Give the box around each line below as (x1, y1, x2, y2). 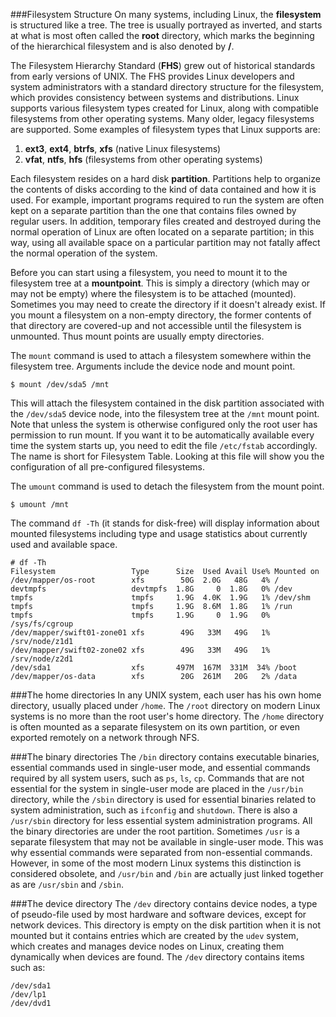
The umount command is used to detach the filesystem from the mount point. (10, 480, 325, 492)
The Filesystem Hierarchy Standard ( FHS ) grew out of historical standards (10, 60, 316, 71)
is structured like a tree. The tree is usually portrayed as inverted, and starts (10, 19, 323, 31)
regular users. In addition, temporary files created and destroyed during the (10, 215, 322, 227)
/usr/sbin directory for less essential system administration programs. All (10, 815, 313, 826)
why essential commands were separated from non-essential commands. (10, 847, 313, 858)
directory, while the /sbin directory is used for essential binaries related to (10, 794, 317, 805)
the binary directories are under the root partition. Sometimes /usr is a (10, 825, 300, 837)
